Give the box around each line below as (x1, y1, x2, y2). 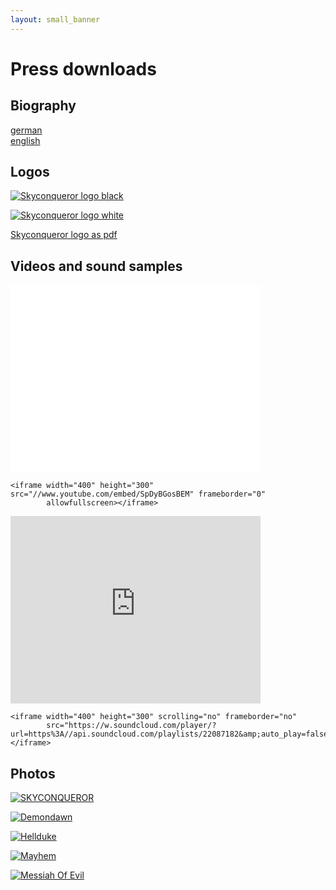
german (10, 124, 43, 136)
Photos (10, 765, 56, 782)
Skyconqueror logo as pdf (10, 229, 118, 241)
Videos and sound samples (10, 257, 183, 275)
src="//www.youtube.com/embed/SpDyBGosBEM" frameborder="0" (10, 489, 267, 500)
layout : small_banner (10, 14, 101, 25)
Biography (10, 97, 77, 115)
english (10, 134, 41, 146)
